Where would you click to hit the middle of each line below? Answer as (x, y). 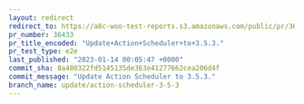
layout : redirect (41, 18)
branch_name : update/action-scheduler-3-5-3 (94, 85)
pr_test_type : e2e (43, 52)
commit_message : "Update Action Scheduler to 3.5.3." (113, 77)
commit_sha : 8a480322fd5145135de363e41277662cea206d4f (114, 69)
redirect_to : (33, 26)
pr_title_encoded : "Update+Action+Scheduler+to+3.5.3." (116, 43)
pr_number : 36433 (41, 34)
